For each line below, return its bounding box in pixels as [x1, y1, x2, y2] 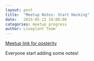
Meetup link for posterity [5, 40, 57, 46]
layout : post [5, 7, 33, 13]
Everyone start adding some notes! [5, 50, 79, 56]
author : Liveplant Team [5, 26, 56, 32]
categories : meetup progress [5, 21, 67, 27]
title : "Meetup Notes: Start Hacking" [5, 12, 90, 17]
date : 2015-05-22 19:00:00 [5, 17, 67, 22]
